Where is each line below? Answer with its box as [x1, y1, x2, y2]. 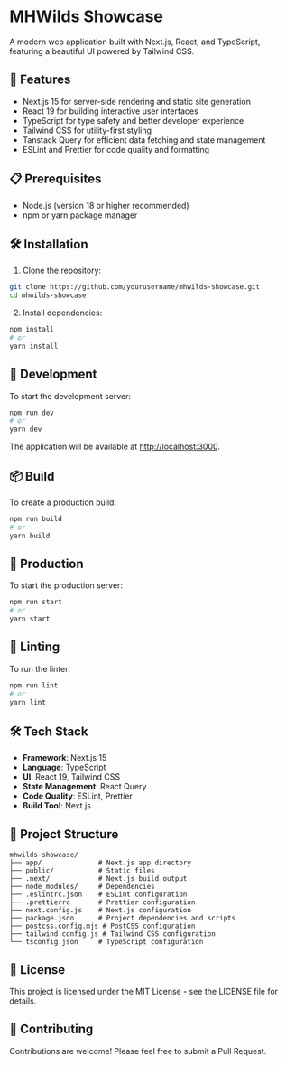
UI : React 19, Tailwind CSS [22, 771, 120, 782]
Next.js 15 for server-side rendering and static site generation [22, 96, 251, 107]
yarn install [9, 341, 59, 350]
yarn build [9, 531, 51, 540]
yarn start [9, 614, 51, 624]
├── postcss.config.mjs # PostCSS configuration [9, 921, 196, 931]
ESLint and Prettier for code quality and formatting [22, 144, 210, 154]
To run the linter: [9, 663, 70, 674]
